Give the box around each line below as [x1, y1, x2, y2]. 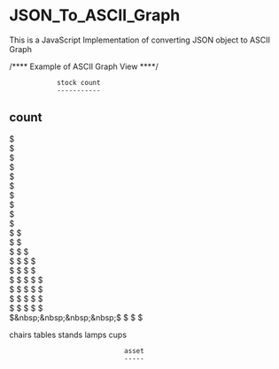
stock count [56, 78, 101, 87]
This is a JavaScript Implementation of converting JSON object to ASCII [9, 35, 271, 45]
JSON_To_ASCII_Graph [9, 5, 181, 26]
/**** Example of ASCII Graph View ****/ [9, 61, 159, 72]
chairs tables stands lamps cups [9, 329, 127, 340]
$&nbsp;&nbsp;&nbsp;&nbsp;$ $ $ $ [9, 311, 143, 323]
